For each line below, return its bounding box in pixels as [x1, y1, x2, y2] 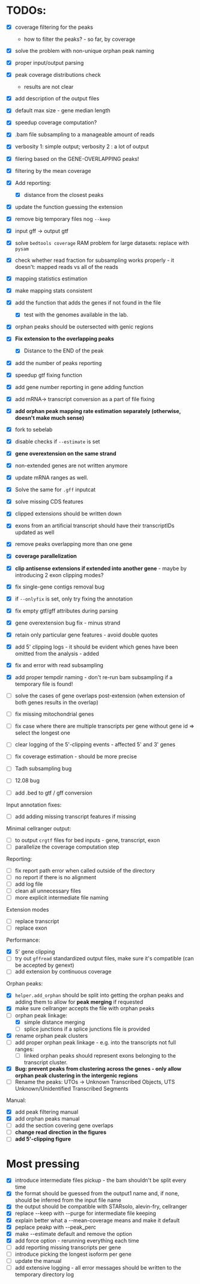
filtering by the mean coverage [14, 167, 91, 174]
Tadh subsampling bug [14, 765, 72, 772]
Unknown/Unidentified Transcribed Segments [14, 1085, 129, 1092]
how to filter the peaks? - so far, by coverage [23, 35, 136, 43]
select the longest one [14, 729, 70, 736]
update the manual [14, 1257, 62, 1264]
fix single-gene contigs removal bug [14, 583, 105, 590]
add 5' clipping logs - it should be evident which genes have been [14, 643, 178, 650]
